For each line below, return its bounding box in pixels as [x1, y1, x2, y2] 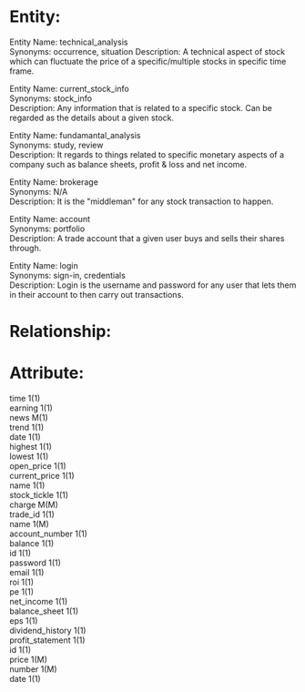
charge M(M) [9, 499, 59, 511]
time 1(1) [9, 393, 41, 404]
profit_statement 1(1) [9, 635, 86, 646]
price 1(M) [9, 654, 48, 666]
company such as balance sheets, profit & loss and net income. [9, 158, 248, 169]
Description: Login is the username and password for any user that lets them [9, 280, 297, 290]
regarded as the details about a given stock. [9, 112, 175, 123]
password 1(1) [9, 557, 62, 568]
